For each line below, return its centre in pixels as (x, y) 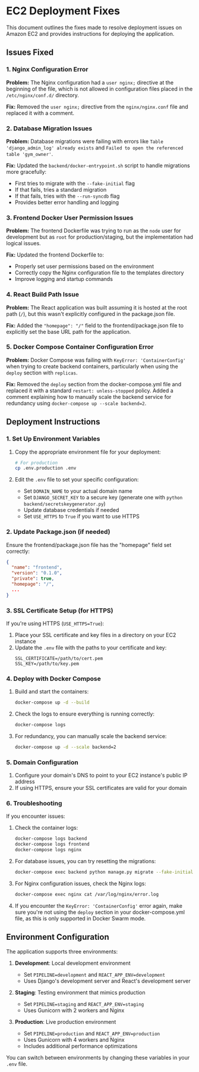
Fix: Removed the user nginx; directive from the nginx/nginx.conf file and (97, 107)
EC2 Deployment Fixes (63, 11)
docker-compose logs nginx (48, 850)
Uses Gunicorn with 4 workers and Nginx (74, 1039)
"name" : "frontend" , (37, 568)
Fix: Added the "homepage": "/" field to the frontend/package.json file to (95, 325)
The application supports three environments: (62, 951)
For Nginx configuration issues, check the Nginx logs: (80, 883)
